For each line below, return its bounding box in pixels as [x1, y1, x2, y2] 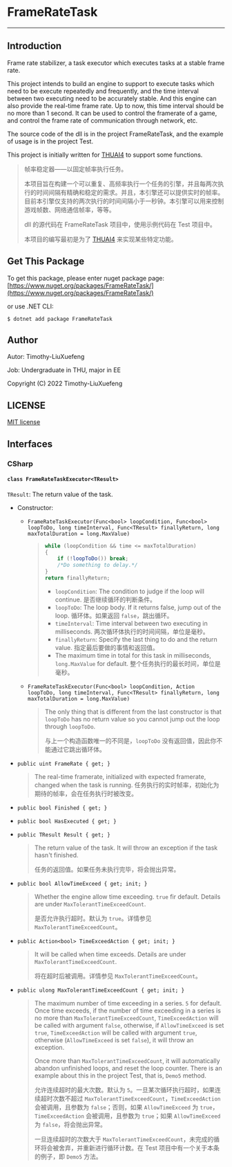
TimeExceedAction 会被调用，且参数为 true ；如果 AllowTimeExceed [34, 1112, 221, 1120]
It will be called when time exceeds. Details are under [34, 950, 186, 958]
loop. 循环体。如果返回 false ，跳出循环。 [55, 611, 173, 620]
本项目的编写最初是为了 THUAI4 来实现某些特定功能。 [23, 235, 177, 243]
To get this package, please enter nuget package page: [7, 274, 164, 282]
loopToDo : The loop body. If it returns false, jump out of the [55, 603, 222, 611]
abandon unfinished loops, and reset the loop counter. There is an [34, 1064, 222, 1072]
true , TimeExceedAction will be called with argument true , [34, 1028, 197, 1037]
